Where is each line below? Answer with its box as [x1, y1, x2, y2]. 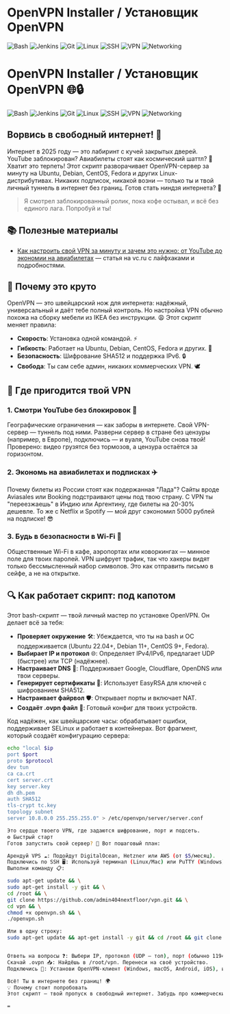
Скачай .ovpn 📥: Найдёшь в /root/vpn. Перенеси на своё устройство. [7, 959, 209, 966]
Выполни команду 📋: [7, 865, 65, 872]
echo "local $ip [7, 745, 53, 752]
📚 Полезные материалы [7, 225, 118, 237]
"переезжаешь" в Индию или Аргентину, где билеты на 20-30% [7, 500, 195, 508]
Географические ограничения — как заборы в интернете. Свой [7, 421, 193, 429]
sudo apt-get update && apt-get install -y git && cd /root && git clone [7, 935, 222, 941]
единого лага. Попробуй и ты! [23, 204, 112, 212]
